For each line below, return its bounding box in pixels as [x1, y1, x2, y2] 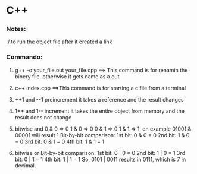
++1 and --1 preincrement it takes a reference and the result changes [14, 96, 184, 103]
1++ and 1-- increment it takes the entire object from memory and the [14, 107, 185, 115]
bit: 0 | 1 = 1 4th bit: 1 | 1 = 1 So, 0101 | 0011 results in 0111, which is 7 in [14, 156, 186, 163]
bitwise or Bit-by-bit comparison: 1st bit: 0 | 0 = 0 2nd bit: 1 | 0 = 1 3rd [14, 149, 186, 156]
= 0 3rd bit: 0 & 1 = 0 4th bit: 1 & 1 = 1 [14, 138, 105, 145]
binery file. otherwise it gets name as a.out [14, 72, 120, 80]
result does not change [14, 113, 72, 121]
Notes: [6, 25, 26, 33]
